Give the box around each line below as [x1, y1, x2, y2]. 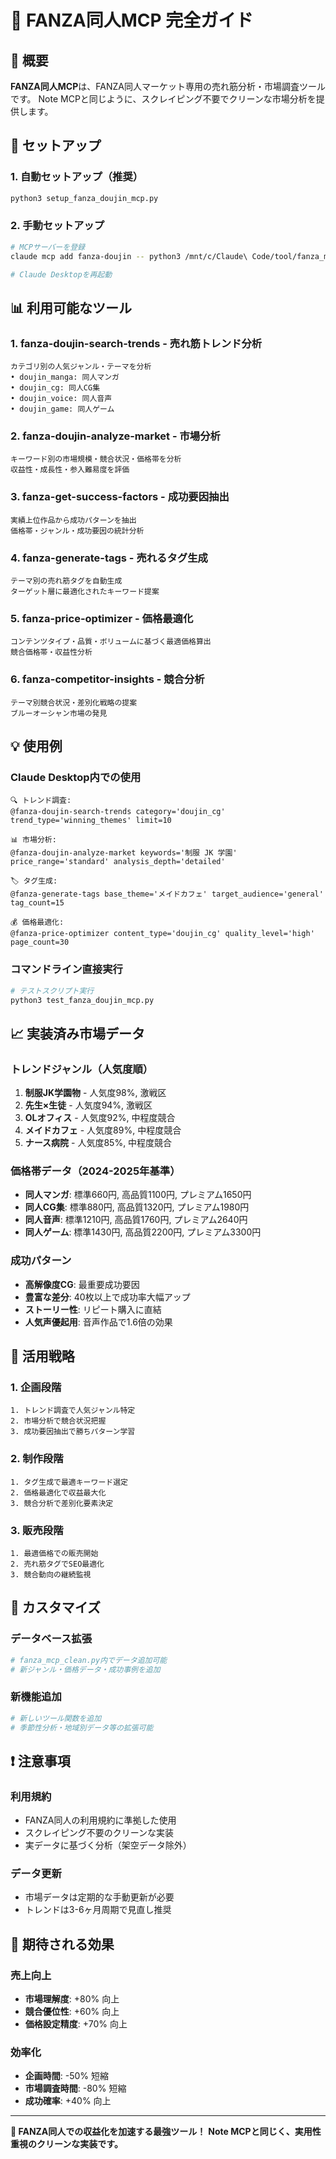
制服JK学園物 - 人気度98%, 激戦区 [24, 1087, 167, 1099]
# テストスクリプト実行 [10, 986, 95, 996]
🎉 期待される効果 [10, 1936, 115, 1953]
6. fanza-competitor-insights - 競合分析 [10, 672, 205, 686]
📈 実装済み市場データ [10, 1025, 146, 1042]
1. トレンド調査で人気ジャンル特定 [10, 1406, 136, 1416]
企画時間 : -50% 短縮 [24, 2070, 110, 2082]
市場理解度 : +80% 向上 [24, 1993, 120, 2005]
